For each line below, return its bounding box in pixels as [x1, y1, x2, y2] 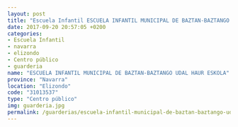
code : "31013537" [7, 89, 59, 96]
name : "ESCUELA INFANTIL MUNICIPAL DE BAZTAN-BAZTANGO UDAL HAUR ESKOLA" [7, 69, 230, 76]
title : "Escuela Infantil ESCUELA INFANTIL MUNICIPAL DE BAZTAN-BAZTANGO [7, 17, 230, 24]
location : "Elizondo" [7, 83, 72, 90]
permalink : [7, 109, 40, 116]
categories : [7, 30, 42, 37]
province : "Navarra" [7, 75, 69, 83]
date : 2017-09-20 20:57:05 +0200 [7, 23, 106, 30]
